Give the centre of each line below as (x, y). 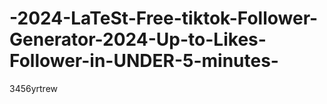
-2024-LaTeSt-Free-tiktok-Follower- (164, 18)
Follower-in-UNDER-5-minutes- (144, 61)
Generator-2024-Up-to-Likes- (138, 39)
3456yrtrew (34, 88)
